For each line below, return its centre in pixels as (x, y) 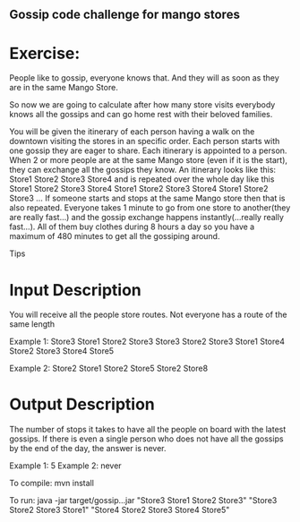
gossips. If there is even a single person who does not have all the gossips (146, 439)
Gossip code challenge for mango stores (124, 15)
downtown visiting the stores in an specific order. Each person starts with (145, 141)
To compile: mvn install (51, 483)
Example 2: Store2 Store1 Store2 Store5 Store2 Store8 (109, 368)
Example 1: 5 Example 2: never (66, 466)
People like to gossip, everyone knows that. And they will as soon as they (144, 78)
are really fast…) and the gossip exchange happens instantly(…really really (147, 218)
